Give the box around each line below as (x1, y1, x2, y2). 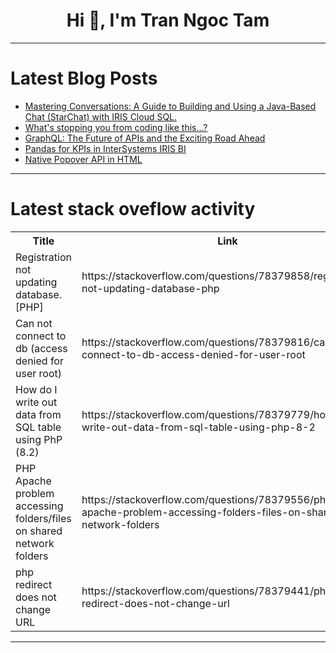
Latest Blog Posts (10, 67, 158, 90)
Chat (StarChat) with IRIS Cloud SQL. (24, 110, 178, 123)
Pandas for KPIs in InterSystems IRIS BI (24, 142, 187, 154)
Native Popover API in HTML (24, 153, 143, 165)
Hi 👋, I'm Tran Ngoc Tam (66, 9, 270, 32)
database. (15, 287, 63, 301)
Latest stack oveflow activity (10, 198, 256, 221)
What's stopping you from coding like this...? (24, 121, 208, 133)
